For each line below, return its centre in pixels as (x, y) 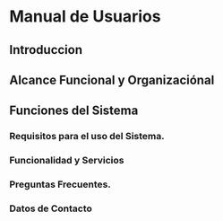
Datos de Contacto (51, 208)
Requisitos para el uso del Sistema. (87, 137)
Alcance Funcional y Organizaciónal (112, 80)
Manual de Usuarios (85, 17)
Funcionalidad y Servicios (67, 161)
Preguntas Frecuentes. (60, 184)
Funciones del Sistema (74, 111)
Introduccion (46, 50)
